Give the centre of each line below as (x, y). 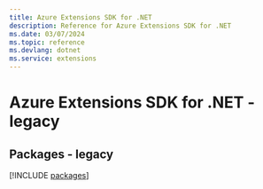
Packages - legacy (61, 154)
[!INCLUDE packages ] (49, 175)
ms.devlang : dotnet (45, 51)
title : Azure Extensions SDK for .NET (81, 17)
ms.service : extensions (53, 59)
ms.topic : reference (47, 42)
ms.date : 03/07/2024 (47, 34)
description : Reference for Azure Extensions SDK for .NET (120, 26)
